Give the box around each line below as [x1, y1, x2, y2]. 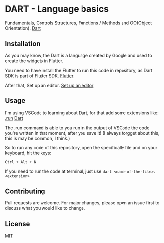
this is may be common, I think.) [5, 135, 70, 141]
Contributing [5, 187, 45, 195]
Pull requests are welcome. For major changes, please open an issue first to [5, 200, 160, 206]
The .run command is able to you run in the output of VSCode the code [5, 125, 150, 131]
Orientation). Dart [5, 25, 41, 31]
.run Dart [5, 115, 23, 121]
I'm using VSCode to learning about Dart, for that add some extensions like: [5, 110, 159, 116]
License [5, 219, 30, 228]
